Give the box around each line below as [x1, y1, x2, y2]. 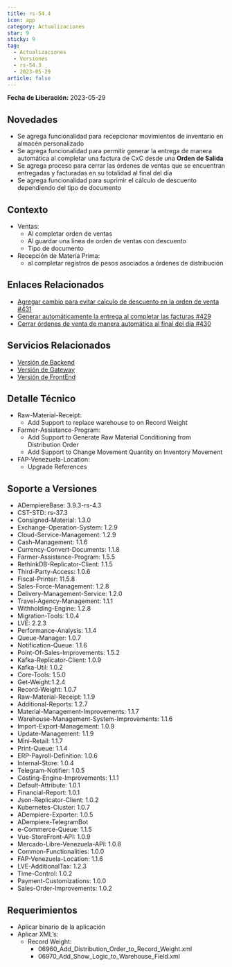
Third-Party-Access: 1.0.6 [17, 568, 91, 576]
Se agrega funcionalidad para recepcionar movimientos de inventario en [17, 132, 224, 141]
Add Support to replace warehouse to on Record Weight [27, 419, 188, 427]
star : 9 [7, 29, 30, 37]
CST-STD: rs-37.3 [17, 509, 68, 517]
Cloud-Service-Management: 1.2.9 [17, 531, 116, 539]
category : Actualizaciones [7, 23, 85, 30]
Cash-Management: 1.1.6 [17, 538, 88, 546]
